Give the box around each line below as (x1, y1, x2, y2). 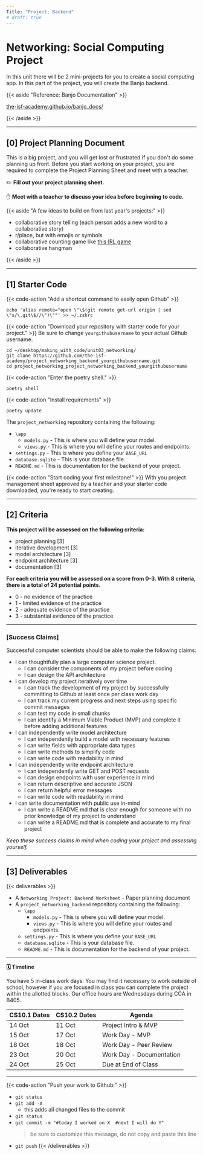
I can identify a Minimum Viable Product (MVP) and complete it (24, 716, 181, 723)
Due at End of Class (101, 1060, 158, 1069)
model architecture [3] (14, 550, 71, 557)
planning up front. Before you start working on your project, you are (6, 161, 175, 168)
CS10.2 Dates (55, 1011, 97, 1019)
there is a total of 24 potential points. (6, 581, 101, 589)
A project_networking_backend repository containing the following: (14, 900, 181, 907)
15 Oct (9, 1031, 29, 1039)
